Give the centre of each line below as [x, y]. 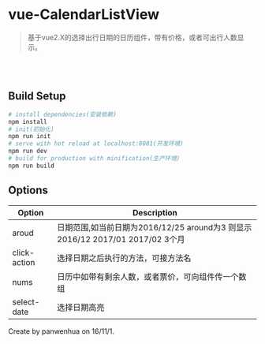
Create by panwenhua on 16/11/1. [62, 331]
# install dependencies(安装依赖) [62, 114]
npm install [28, 122]
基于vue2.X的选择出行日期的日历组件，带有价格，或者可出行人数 [132, 37]
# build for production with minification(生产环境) [94, 159]
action [24, 262]
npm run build [32, 166]
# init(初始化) [31, 129]
